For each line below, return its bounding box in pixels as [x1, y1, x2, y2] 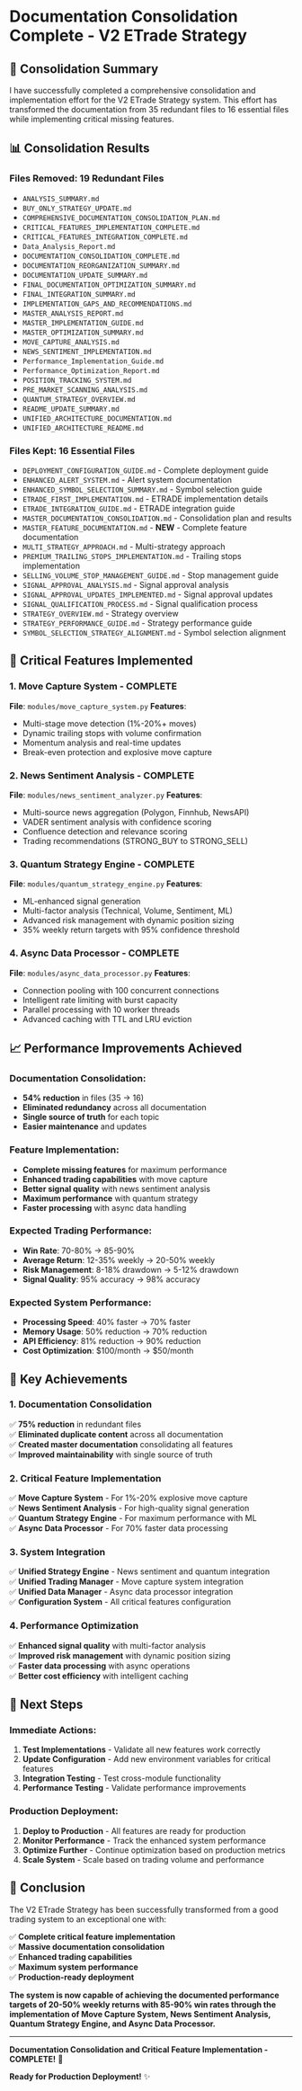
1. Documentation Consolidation [9, 1398, 153, 1410]
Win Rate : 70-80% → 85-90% [22, 1245, 135, 1256]
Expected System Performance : [9, 1296, 152, 1309]
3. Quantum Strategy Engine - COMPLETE [9, 858, 195, 870]
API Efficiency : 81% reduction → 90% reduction [22, 1336, 201, 1347]
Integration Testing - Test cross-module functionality [22, 1773, 222, 1784]
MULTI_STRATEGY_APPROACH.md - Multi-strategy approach [22, 541, 226, 552]
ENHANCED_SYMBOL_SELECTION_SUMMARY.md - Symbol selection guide [22, 484, 262, 494]
